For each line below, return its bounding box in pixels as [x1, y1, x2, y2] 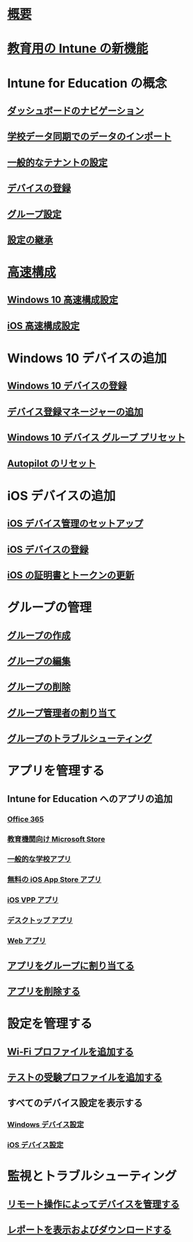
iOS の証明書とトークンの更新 [7, 569, 135, 581]
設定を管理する [7, 1016, 93, 1032]
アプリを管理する [7, 763, 106, 779]
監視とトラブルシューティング [7, 1168, 177, 1184]
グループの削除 [7, 681, 71, 693]
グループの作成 [7, 630, 71, 642]
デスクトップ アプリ [7, 915, 74, 925]
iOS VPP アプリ [7, 895, 59, 905]
